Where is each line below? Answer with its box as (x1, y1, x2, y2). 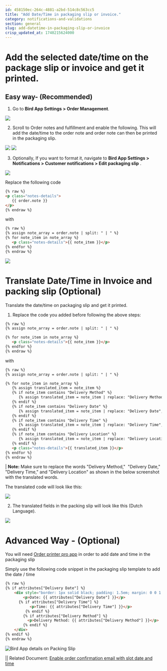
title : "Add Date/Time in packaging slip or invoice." (5, 12, 121, 17)
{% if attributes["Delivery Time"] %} (18, 599, 99, 604)
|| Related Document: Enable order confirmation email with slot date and (5, 655, 153, 661)
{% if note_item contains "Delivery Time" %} (11, 418, 108, 423)
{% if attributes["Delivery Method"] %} (23, 613, 108, 618)
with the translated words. (5, 474, 59, 480)
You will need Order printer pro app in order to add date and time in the (5, 551, 151, 557)
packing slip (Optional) (5, 286, 101, 297)
